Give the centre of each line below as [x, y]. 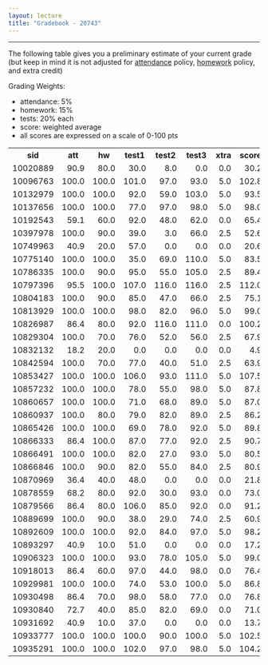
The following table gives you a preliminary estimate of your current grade [130, 54]
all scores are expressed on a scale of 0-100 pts [99, 135]
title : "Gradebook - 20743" [55, 23]
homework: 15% [46, 110]
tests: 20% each [47, 118]
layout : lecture [35, 16]
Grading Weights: [37, 86]
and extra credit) [35, 70]
